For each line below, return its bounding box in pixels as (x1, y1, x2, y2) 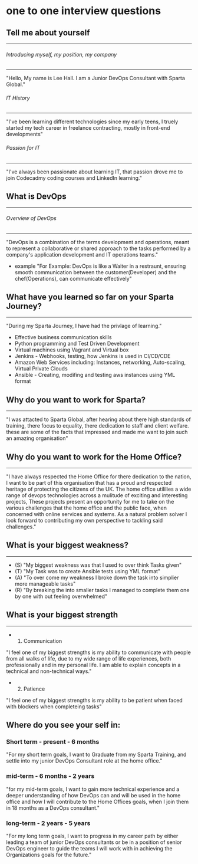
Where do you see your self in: (6, 720, 121, 730)
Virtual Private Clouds (14, 365, 68, 372)
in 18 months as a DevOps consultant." (6, 804, 100, 812)
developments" (6, 131, 43, 138)
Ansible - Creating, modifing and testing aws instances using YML (14, 372, 176, 379)
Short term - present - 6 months (6, 738, 100, 745)
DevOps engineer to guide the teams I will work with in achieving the (6, 845, 173, 852)
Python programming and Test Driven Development (14, 340, 140, 347)
